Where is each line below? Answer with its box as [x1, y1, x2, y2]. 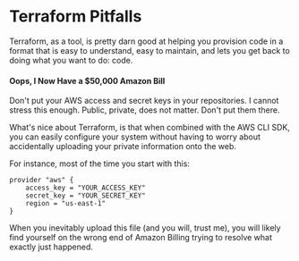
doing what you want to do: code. [9, 55, 133, 65]
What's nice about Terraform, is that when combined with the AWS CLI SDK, [9, 122, 291, 133]
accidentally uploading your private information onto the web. [9, 141, 237, 152]
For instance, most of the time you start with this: [9, 158, 191, 169]
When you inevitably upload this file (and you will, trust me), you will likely [9, 223, 281, 233]
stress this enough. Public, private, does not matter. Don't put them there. [9, 105, 280, 115]
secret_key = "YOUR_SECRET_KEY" [25, 191, 146, 200]
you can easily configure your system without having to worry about [9, 131, 261, 142]
